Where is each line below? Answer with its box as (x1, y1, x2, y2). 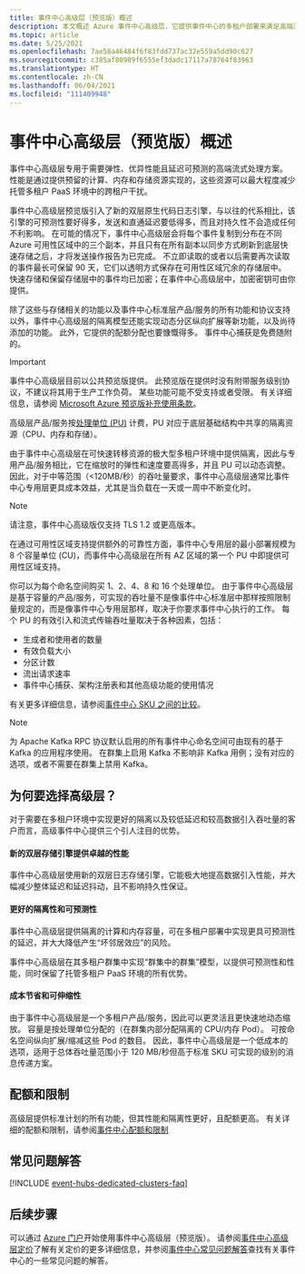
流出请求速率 (22, 668, 71, 679)
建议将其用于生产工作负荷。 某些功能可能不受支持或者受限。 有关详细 (33, 387, 292, 398)
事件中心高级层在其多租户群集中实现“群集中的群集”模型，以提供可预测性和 (9, 956, 288, 967)
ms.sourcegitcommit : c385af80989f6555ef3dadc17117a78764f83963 (9, 56, 254, 65)
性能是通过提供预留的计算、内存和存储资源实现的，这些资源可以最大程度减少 (9, 175, 296, 186)
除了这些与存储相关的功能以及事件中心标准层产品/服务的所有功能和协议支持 (9, 304, 291, 315)
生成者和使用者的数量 (22, 634, 103, 645)
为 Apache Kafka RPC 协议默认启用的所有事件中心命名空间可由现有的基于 (9, 736, 284, 747)
